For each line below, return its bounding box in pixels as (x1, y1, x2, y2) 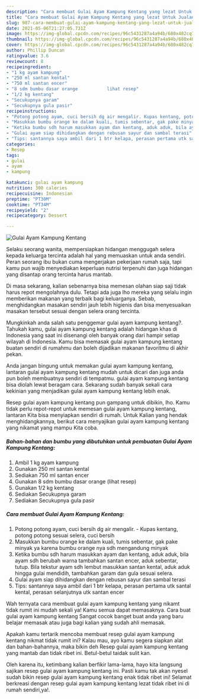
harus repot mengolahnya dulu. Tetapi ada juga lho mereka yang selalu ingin (6, 289, 192, 296)
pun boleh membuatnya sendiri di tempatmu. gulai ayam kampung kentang (6, 375, 188, 382)
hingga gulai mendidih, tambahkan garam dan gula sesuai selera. (14, 570, 174, 577)
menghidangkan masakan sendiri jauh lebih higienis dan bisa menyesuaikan (6, 301, 191, 309)
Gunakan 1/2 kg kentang (14, 485, 74, 492)
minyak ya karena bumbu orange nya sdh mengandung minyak (14, 545, 169, 552)
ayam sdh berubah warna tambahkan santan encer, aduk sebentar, (14, 557, 178, 564)
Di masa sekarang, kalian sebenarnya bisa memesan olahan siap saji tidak (6, 283, 187, 290)
